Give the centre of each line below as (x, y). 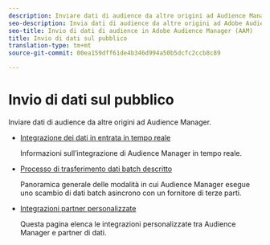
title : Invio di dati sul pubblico (68, 38)
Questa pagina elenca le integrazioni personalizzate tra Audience (128, 224)
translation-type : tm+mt (50, 46)
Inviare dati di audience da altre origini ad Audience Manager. (110, 122)
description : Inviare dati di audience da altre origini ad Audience (127, 16)
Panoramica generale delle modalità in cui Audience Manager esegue (135, 184)
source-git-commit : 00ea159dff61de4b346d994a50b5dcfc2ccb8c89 (115, 53)
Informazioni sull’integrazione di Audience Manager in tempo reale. (131, 153)
